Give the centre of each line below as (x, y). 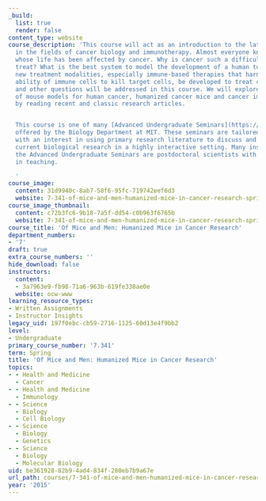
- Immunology (37, 397)
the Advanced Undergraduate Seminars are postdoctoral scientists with (136, 154)
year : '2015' (30, 485)
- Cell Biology (40, 419)
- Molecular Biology (49, 463)
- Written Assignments (46, 309)
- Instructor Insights (46, 316)
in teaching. (37, 162)
